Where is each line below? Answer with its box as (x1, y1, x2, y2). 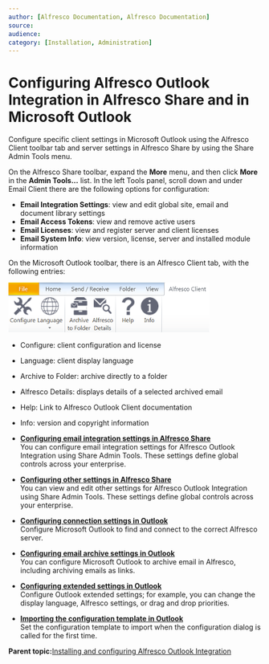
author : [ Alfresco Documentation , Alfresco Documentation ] (8, 13, 210, 21)
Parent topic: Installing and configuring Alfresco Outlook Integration (8, 646, 231, 656)
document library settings (19, 209, 106, 218)
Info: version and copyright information (19, 418, 149, 428)
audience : (8, 30, 42, 38)
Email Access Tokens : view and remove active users (19, 217, 196, 226)
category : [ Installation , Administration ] (8, 39, 153, 47)
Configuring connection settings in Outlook (19, 516, 169, 526)
